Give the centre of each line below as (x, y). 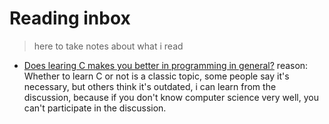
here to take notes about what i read (108, 46)
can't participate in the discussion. (95, 108)
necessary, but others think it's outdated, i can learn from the (150, 86)
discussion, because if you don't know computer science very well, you (171, 97)
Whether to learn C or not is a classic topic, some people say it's (156, 76)
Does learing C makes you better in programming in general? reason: (166, 65)
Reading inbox (70, 18)
